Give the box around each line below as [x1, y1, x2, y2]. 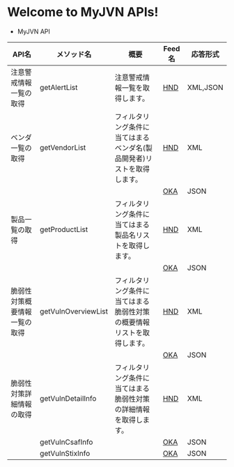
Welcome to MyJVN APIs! [7, 4, 159, 20]
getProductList [39, 224, 88, 234]
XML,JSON [187, 82, 224, 92]
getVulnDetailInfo [39, 393, 97, 403]
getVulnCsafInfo [39, 437, 93, 447]
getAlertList [39, 82, 78, 92]
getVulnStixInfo [39, 448, 91, 458]
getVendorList [39, 142, 86, 152]
